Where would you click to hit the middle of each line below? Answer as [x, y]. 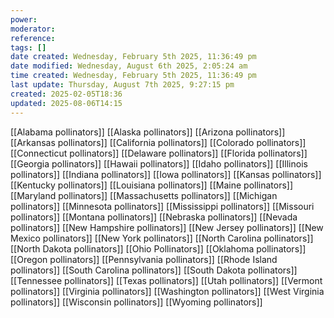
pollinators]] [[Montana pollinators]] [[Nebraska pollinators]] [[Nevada [154, 217]
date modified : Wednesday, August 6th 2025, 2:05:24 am [129, 66]
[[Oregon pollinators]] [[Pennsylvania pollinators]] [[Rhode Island [144, 259]
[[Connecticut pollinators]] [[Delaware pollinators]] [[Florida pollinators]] [159, 153]
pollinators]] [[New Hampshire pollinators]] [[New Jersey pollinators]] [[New [167, 227]
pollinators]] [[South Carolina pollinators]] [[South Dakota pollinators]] [154, 270]
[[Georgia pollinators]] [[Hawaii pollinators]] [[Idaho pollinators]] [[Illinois [159, 163]
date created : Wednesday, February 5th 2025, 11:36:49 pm [133, 57]
